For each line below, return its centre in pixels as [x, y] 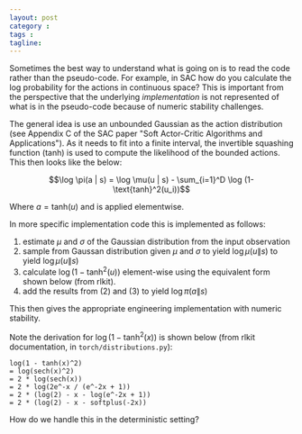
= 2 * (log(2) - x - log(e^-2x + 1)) [80, 394]
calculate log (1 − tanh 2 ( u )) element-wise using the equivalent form [146, 271]
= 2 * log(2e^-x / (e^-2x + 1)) [70, 387]
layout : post [34, 18]
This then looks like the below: [66, 162]
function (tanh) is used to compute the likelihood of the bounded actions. [145, 153]
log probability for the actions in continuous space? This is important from [146, 87]
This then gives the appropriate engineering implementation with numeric [146, 308]
